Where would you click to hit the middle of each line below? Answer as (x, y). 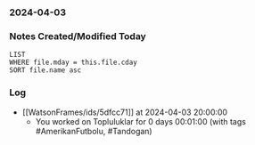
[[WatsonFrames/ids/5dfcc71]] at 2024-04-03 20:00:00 (125, 112)
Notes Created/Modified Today (78, 36)
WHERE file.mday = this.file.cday (74, 63)
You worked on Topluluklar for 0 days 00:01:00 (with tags (141, 121)
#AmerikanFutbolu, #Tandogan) (94, 131)
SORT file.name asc (45, 70)
